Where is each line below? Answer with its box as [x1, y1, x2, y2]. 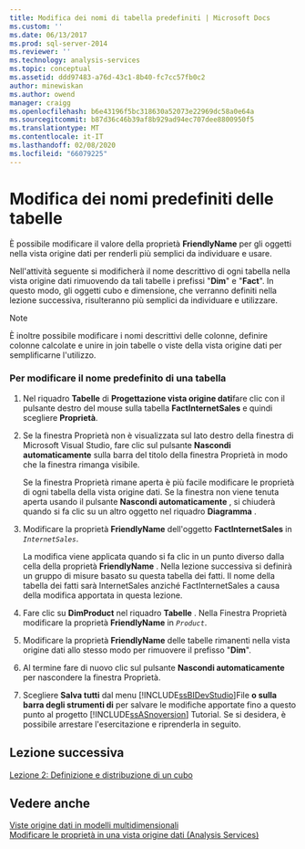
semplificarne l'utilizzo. [9, 349, 97, 361]
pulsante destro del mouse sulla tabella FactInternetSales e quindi [22, 403, 273, 414]
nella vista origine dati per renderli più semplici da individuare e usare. [9, 247, 272, 258]
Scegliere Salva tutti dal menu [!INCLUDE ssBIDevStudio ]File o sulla [22, 689, 278, 700]
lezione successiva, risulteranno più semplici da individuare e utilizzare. [9, 294, 279, 306]
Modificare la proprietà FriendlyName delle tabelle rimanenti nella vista [22, 634, 290, 645]
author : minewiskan [9, 81, 84, 90]
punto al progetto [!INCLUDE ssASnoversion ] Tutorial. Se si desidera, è [22, 708, 287, 719]
